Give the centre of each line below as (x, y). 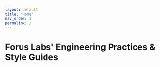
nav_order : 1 (18, 18)
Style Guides (32, 58)
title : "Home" (20, 14)
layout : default (22, 9)
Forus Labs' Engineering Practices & (80, 47)
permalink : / (18, 23)
